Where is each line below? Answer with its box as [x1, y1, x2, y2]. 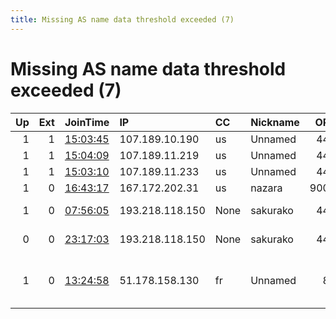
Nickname [250, 115, 300, 129]
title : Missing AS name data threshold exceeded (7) [10, 14, 235, 25]
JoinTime [64, 115, 110, 129]
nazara [250, 181, 283, 195]
